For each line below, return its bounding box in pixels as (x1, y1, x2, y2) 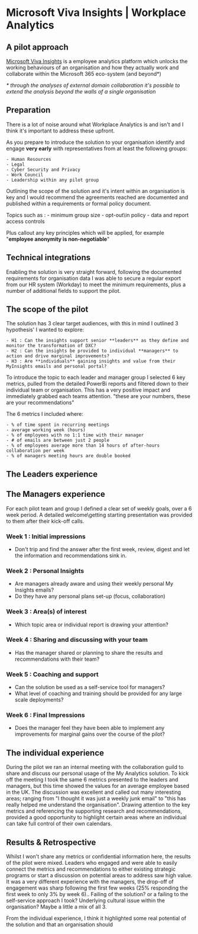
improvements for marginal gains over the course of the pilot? (14, 731, 165, 738)
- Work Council (6, 172, 44, 177)
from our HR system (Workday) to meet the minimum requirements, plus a (6, 281, 186, 288)
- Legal (6, 161, 25, 167)
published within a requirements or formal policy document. (6, 200, 152, 207)
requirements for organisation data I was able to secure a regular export (6, 274, 181, 282)
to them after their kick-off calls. (6, 518, 85, 525)
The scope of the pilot (6, 305, 89, 315)
